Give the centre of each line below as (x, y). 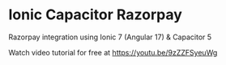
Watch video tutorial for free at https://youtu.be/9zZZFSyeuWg (113, 52)
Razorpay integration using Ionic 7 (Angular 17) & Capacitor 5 (110, 37)
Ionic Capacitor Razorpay (95, 15)
